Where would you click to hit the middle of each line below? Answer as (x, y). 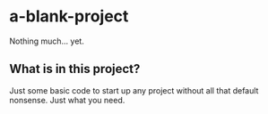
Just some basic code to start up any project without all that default (134, 90)
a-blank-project (69, 16)
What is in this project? (75, 69)
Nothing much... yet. (47, 41)
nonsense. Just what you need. (67, 100)
